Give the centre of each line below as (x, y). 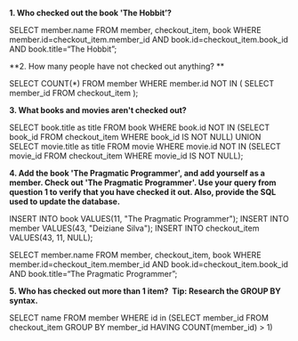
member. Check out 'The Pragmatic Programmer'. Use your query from (143, 183)
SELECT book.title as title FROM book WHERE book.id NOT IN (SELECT (139, 127)
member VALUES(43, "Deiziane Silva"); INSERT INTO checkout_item (134, 228)
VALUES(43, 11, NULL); (51, 238)
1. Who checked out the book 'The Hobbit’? (90, 13)
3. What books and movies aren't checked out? (98, 110)
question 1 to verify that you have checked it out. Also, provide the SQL (143, 192)
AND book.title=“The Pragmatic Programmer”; (93, 274)
